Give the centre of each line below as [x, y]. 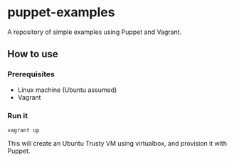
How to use [33, 54]
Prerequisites [31, 74]
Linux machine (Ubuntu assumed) [67, 90]
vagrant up [23, 130]
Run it [18, 115]
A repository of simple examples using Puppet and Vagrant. [95, 32]
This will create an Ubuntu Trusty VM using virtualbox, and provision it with [117, 143]
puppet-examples [61, 12]
